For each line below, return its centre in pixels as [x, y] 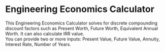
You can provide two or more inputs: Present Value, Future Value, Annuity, [82, 39]
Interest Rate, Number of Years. [38, 44]
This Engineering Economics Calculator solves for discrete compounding [81, 23]
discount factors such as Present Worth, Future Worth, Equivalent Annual [82, 28]
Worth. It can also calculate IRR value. [45, 33]
